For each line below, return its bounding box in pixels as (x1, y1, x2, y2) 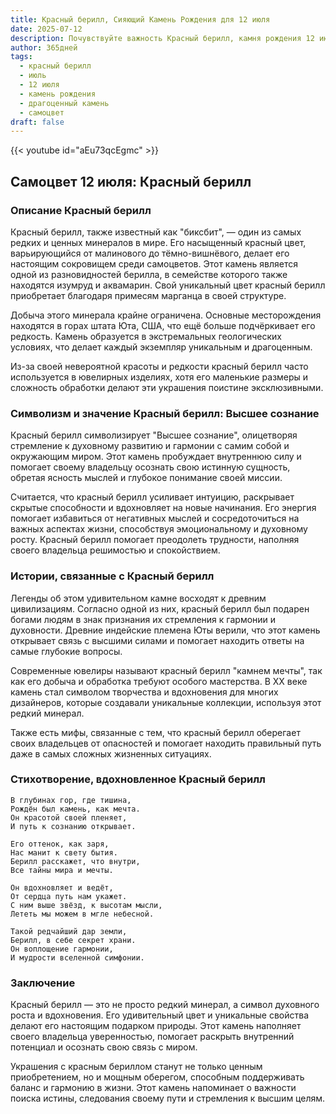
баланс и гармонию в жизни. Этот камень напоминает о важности (10, 1082, 297, 1094)
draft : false (10, 117, 65, 127)
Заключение (10, 976, 76, 990)
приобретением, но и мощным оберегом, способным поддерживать (10, 1071, 305, 1083)
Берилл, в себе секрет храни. (10, 935, 137, 945)
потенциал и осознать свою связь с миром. (10, 1041, 198, 1053)
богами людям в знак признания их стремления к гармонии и (10, 613, 277, 625)
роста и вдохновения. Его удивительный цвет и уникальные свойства (10, 1009, 309, 1021)
